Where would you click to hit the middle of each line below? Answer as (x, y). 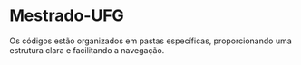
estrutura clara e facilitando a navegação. (87, 50)
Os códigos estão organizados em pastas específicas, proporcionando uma (150, 41)
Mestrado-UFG (67, 16)
